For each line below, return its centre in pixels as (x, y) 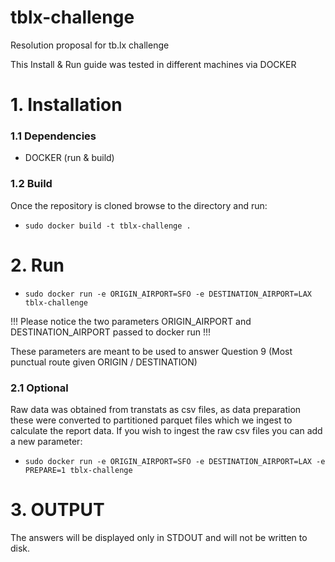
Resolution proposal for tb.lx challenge (90, 45)
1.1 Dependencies (53, 136)
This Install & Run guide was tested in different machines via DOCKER (153, 64)
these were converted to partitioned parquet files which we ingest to (151, 420)
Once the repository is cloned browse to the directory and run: (139, 205)
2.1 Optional (39, 388)
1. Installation (66, 105)
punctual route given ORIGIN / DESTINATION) (104, 362)
